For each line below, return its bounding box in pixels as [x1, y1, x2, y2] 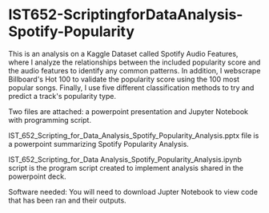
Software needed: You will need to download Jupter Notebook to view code [8, 187, 259, 196]
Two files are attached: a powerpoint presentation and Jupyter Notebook [8, 106, 248, 116]
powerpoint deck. [8, 172, 66, 181]
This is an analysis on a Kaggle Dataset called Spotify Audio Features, [8, 49, 239, 58]
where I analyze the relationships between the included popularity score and [8, 57, 261, 67]
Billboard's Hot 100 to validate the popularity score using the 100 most [8, 74, 240, 84]
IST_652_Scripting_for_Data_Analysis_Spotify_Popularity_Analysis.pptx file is [8, 130, 259, 140]
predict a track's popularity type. [8, 91, 116, 101]
